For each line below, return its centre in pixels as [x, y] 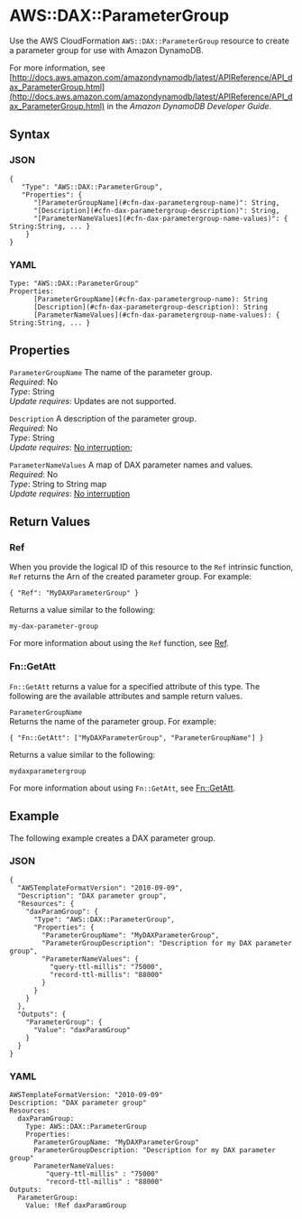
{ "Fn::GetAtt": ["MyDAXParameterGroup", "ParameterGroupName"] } [137, 738]
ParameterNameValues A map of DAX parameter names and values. [131, 465]
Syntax [30, 135]
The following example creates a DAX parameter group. [113, 838]
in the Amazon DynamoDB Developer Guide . [189, 106]
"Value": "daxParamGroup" [82, 1030]
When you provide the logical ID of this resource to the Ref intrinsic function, [151, 567]
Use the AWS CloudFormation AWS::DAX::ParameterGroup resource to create [150, 41]
